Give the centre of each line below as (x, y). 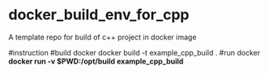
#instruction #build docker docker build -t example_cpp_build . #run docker (134, 52)
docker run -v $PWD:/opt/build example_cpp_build (96, 61)
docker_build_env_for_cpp (99, 15)
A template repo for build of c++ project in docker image (102, 37)
